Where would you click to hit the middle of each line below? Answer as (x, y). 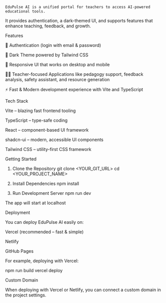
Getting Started (21, 159)
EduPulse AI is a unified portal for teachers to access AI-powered (78, 7)
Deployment (18, 213)
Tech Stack (17, 101)
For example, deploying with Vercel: (42, 261)
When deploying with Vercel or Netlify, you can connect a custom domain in (83, 290)
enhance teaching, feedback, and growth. (48, 26)
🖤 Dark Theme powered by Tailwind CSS (47, 55)
